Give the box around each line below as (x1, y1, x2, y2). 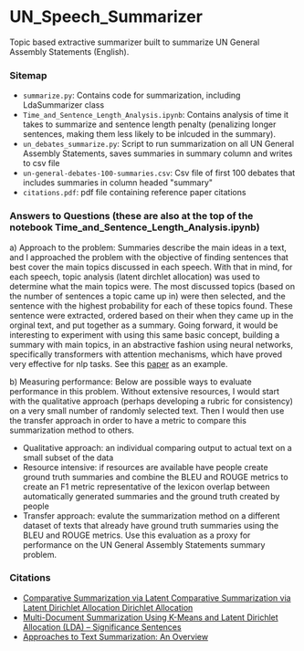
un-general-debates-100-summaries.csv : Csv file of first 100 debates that (22, 167, 296, 179)
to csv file (22, 158, 60, 169)
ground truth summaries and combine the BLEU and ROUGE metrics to (22, 471, 289, 482)
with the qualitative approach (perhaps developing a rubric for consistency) (9, 395, 294, 406)
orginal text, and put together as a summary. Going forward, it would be (9, 320, 278, 331)
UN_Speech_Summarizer (9, 6, 204, 27)
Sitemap (9, 68, 47, 81)
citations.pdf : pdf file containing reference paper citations (22, 187, 246, 198)
